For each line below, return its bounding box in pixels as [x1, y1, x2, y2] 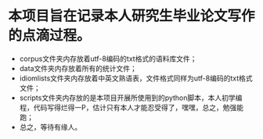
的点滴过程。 [8, 27, 92, 45]
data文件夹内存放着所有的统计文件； [19, 63, 137, 73]
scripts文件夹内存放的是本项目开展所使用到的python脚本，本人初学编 [19, 93, 243, 102]
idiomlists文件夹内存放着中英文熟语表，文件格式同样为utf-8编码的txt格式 [19, 73, 253, 83]
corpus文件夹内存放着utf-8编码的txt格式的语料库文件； [19, 54, 197, 63]
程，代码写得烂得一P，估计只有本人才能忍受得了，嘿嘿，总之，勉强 [19, 102, 237, 112]
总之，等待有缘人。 [19, 122, 82, 131]
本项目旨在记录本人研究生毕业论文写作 [8, 7, 256, 25]
